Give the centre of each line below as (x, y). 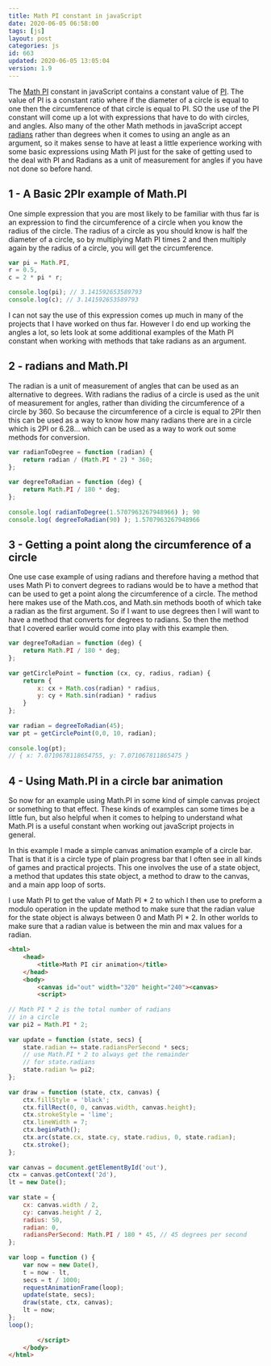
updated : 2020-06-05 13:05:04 (59, 61)
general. (22, 835)
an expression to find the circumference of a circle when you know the (126, 222)
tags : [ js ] (27, 31)
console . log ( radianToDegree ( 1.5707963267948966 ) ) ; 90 (104, 512)
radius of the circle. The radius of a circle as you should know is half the (128, 230)
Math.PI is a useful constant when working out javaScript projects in (121, 826)
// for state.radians (59, 1062)
